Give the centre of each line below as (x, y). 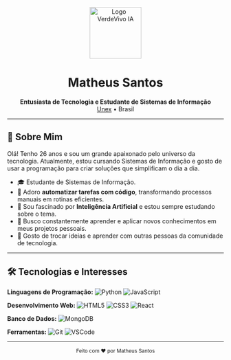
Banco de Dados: (32, 318)
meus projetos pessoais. (52, 228)
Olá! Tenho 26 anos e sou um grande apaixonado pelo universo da (101, 153)
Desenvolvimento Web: (41, 305)
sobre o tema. (37, 214)
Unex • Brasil (115, 109)
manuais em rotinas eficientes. (60, 199)
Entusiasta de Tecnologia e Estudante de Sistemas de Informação (115, 102)
